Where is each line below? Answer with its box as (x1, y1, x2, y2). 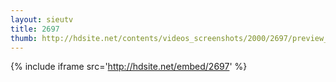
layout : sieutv (10, 14, 74, 25)
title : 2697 (10, 24, 60, 34)
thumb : (10, 33, 38, 43)
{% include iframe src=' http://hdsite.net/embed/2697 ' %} (10, 61, 248, 73)
